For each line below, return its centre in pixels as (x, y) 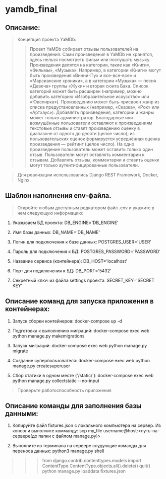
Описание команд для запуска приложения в (80, 301)
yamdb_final (31, 9)
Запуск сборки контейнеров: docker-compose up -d (67, 321)
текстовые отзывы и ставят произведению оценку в (85, 128)
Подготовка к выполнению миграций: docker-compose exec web (81, 330)
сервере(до (25, 436)
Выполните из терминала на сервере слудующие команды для (79, 446)
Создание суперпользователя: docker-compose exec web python (81, 360)
